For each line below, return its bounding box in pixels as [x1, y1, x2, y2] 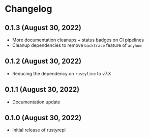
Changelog [5, 3, 52, 15]
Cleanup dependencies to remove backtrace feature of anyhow [12, 42, 142, 48]
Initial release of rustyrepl [12, 127, 66, 133]
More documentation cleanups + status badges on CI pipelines [12, 37, 144, 43]
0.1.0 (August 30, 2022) [5, 114, 82, 122]
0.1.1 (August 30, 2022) [5, 85, 80, 94]
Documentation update [12, 99, 61, 105]
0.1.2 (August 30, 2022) [5, 57, 82, 66]
